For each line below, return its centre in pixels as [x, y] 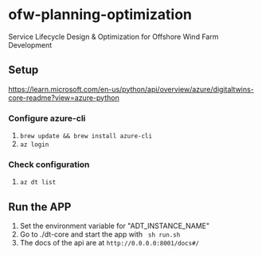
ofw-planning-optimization [100, 15]
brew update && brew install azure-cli [86, 137]
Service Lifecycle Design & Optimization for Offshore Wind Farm [113, 37]
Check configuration [49, 164]
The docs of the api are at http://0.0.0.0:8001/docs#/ [109, 243]
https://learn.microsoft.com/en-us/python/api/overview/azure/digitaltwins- [131, 89]
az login [34, 145]
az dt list [38, 183]
